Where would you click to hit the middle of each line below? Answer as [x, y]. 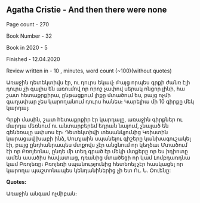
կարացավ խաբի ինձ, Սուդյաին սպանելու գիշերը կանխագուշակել [99, 138]
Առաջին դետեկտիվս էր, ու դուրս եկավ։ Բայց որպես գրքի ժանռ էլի [98, 82]
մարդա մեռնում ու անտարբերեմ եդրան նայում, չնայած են [87, 126]
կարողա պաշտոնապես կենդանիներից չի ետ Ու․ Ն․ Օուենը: [89, 170]
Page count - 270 [28, 24]
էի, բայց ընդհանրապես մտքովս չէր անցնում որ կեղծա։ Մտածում [97, 145]
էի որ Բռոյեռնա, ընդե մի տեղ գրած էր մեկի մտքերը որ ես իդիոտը [97, 151]
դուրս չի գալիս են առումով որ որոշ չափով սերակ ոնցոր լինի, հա [96, 89]
